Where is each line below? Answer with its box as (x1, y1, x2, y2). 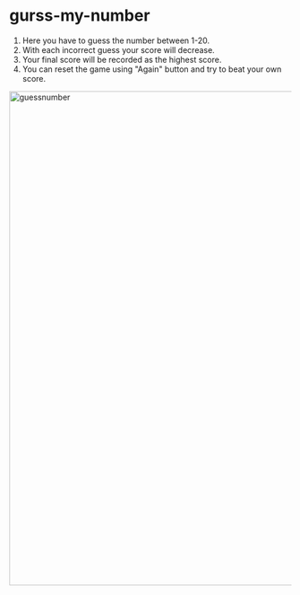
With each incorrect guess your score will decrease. (21, 44, 215, 55)
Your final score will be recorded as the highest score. (21, 54, 222, 65)
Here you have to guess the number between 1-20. (21, 35, 210, 46)
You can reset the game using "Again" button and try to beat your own (21, 64, 282, 74)
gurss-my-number (9, 5, 150, 26)
